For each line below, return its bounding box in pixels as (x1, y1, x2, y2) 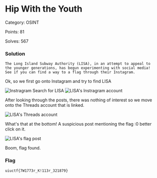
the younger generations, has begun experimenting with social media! (5, 65, 151, 71)
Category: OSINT (5, 19, 40, 25)
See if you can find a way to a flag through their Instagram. (5, 70, 136, 75)
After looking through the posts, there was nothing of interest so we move (5, 97, 153, 103)
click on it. (5, 126, 26, 132)
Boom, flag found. (5, 145, 41, 151)
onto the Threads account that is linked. (5, 102, 85, 108)
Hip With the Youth (5, 3, 82, 15)
